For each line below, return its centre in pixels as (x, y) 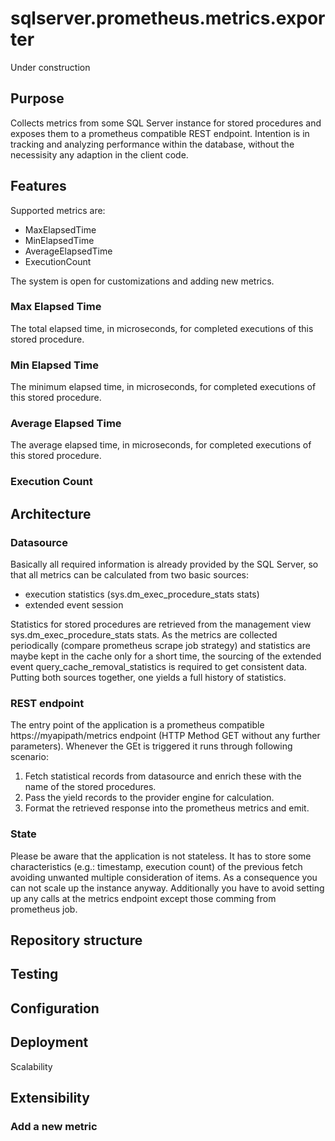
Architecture (51, 513)
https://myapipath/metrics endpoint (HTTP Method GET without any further (165, 736)
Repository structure (76, 940)
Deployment (49, 1042)
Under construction (50, 67)
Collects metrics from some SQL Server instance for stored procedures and (166, 123)
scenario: (29, 757)
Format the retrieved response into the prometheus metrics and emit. (167, 808)
